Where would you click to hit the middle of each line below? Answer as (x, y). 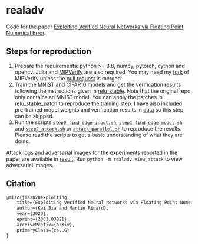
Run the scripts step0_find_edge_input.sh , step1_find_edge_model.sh (98, 122)
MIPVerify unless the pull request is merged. (68, 78)
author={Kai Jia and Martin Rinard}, (63, 208)
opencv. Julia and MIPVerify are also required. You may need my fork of (102, 72)
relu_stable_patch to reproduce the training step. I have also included (98, 103)
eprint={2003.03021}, (43, 219)
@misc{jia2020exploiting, (38, 197)
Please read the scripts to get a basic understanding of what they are (98, 135)
